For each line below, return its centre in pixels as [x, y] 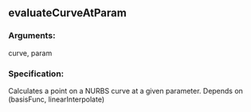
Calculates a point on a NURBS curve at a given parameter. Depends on [125, 91]
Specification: [36, 73]
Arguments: [32, 36]
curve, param [30, 53]
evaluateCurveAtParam [68, 13]
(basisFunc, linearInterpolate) [57, 99]
